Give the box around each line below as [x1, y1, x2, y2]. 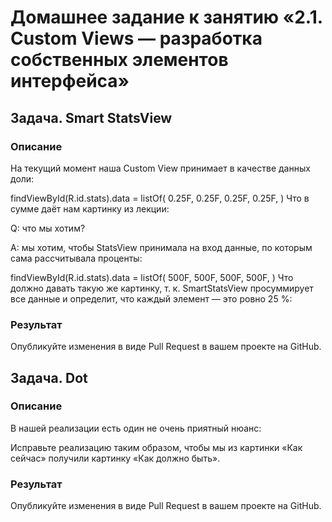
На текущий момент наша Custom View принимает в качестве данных [10, 162, 311, 174]
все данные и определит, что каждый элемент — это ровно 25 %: [10, 292, 293, 305]
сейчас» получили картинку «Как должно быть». [10, 452, 221, 464]
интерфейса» [10, 70, 130, 93]
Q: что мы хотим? [10, 222, 86, 234]
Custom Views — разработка [10, 27, 263, 50]
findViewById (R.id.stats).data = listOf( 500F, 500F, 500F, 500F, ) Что [10, 271, 294, 283]
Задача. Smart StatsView [10, 109, 173, 126]
